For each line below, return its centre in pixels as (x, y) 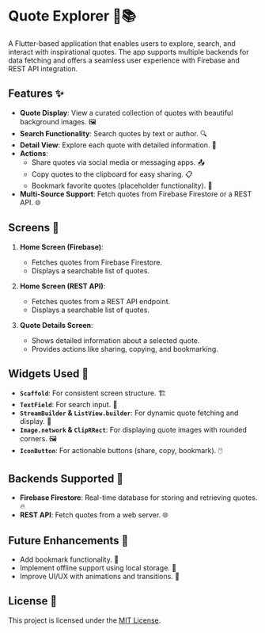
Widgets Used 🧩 (49, 374)
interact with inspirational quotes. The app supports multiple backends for (129, 51)
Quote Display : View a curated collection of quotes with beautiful (126, 112)
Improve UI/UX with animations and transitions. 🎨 (100, 576)
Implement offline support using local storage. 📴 (98, 568)
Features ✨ (36, 94)
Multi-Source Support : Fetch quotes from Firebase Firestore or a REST (136, 194)
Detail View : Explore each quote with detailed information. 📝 (118, 145)
